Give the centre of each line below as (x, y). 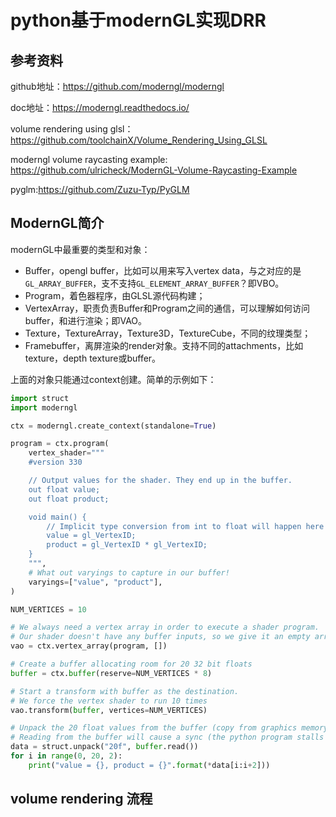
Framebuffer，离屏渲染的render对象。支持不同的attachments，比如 (164, 345)
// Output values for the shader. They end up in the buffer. (160, 481)
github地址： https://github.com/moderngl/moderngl (117, 86)
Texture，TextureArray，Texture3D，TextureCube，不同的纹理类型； (168, 333)
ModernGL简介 (57, 223)
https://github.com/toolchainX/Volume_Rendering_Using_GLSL (139, 140)
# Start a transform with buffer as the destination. (125, 691)
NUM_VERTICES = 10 (48, 609)
